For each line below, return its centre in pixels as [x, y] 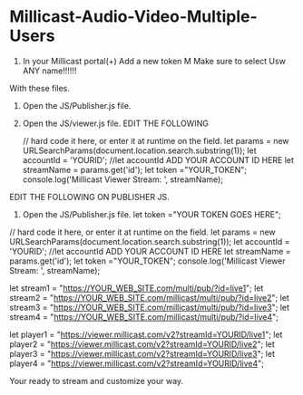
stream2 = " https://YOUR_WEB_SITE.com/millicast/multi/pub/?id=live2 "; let [150, 297]
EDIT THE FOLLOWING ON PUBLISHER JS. [89, 197]
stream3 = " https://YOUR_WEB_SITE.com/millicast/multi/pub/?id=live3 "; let [150, 307]
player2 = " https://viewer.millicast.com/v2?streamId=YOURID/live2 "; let [142, 344]
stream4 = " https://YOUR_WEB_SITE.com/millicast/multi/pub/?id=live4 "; [144, 317]
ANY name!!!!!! [49, 71]
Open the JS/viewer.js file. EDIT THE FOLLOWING [115, 123]
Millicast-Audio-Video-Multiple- [134, 17]
